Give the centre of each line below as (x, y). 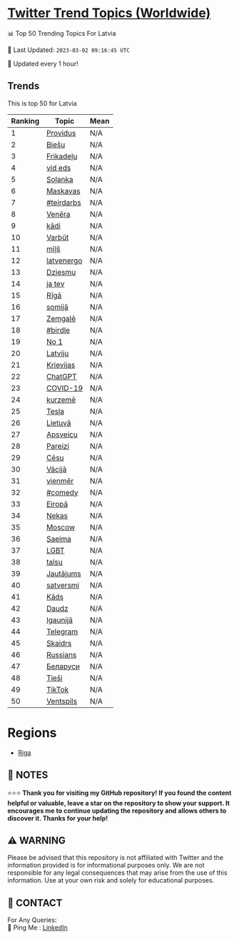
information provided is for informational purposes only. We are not (106, 866)
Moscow (61, 527)
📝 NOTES (28, 775)
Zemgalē (61, 318)
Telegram (62, 631)
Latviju (57, 353)
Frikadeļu (62, 156)
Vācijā (56, 469)
